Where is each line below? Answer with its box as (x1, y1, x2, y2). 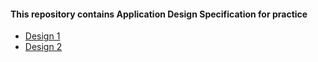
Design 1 (24, 30, 61, 42)
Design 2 (24, 41, 63, 53)
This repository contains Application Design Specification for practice (10, 8, 308, 20)
